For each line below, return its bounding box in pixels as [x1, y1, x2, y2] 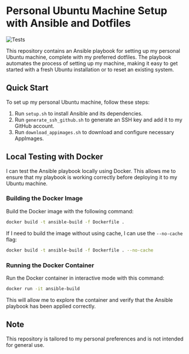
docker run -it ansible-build [6, 285, 80, 291]
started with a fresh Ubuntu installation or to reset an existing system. [6, 66, 174, 73]
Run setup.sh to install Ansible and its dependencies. [14, 110, 143, 117]
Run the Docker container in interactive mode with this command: [6, 274, 164, 281]
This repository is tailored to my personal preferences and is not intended [6, 335, 184, 342]
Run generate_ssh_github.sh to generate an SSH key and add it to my [14, 116, 183, 123]
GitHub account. [14, 122, 55, 130]
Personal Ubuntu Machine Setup [6, 4, 168, 18]
